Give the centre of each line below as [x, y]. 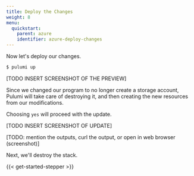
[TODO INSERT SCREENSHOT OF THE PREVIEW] [66, 78]
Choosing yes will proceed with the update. [59, 114]
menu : [13, 23]
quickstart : [26, 28]
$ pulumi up [21, 67]
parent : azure [34, 34]
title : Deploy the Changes [40, 12]
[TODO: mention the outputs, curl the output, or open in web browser [91, 137]
